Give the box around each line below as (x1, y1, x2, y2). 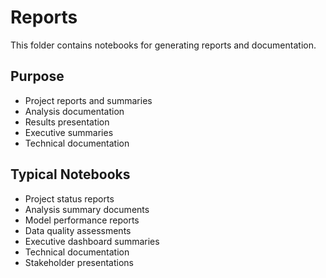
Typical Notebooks (10, 166, 131, 183)
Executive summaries (24, 126, 114, 138)
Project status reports (24, 192, 115, 205)
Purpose (10, 68, 65, 85)
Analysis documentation (24, 105, 125, 117)
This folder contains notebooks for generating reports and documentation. (10, 39, 317, 51)
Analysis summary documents (24, 203, 150, 215)
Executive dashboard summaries (24, 235, 160, 247)
